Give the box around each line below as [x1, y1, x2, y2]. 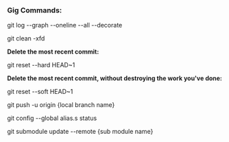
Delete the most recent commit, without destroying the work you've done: [7, 74, 223, 82]
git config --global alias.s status [7, 114, 97, 122]
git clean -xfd [7, 34, 45, 43]
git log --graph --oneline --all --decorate [7, 21, 123, 29]
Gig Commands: [7, 5, 62, 15]
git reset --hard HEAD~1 [7, 61, 75, 69]
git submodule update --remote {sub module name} [7, 128, 154, 136]
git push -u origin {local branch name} [7, 101, 115, 109]
